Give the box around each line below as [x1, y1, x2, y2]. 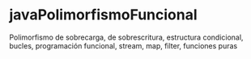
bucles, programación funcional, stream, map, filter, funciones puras [9, 40, 238, 50]
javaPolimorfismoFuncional [9, 6, 198, 24]
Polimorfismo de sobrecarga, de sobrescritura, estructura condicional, [9, 32, 244, 42]
